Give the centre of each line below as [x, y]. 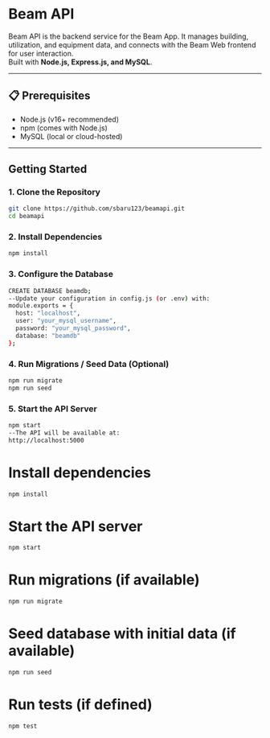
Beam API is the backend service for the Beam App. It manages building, [129, 36]
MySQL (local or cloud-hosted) [71, 136]
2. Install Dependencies [55, 237]
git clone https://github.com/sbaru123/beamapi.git [96, 209]
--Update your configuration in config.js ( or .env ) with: [109, 299]
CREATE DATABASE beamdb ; [50, 291]
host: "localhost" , [48, 313]
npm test [23, 726]
